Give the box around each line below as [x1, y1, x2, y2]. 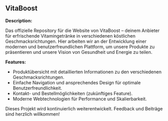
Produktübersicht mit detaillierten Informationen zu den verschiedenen [12, 69, 162, 75]
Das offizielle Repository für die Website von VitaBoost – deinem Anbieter [5, 27, 160, 34]
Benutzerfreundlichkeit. [12, 85, 62, 91]
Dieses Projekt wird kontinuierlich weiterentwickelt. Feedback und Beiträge [5, 105, 163, 111]
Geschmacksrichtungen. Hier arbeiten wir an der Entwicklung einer [5, 38, 147, 44]
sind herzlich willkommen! [5, 111, 60, 117]
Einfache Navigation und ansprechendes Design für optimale [12, 79, 141, 85]
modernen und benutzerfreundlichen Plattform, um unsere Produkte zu [5, 43, 155, 50]
